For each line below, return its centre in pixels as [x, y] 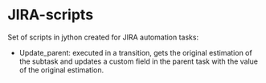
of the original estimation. [61, 69]
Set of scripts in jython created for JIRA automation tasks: [103, 37]
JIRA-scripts [51, 15]
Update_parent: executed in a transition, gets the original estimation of [135, 52]
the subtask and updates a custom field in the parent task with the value [139, 61]
